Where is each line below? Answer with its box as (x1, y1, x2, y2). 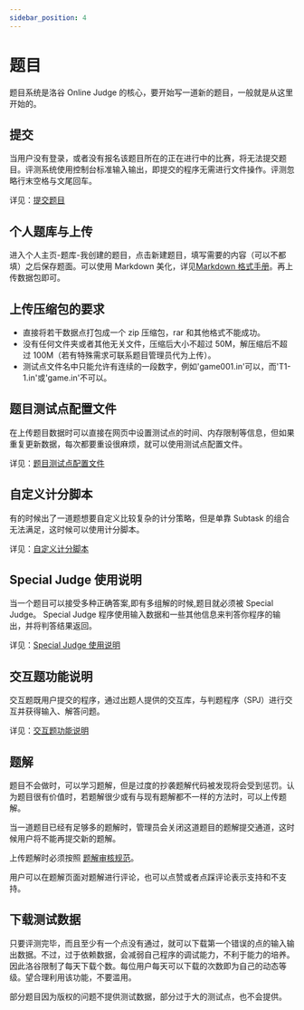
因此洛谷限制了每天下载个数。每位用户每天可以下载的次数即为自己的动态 (9, 960, 279, 971)
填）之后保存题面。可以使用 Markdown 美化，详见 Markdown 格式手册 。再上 (9, 261, 294, 272)
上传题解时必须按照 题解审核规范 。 (9, 852, 138, 863)
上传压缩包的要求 (9, 301, 105, 317)
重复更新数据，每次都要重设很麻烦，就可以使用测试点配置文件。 (9, 438, 247, 449)
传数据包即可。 (9, 273, 65, 284)
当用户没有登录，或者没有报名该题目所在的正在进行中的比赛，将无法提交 (9, 153, 279, 164)
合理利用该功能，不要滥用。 (33, 971, 137, 983)
